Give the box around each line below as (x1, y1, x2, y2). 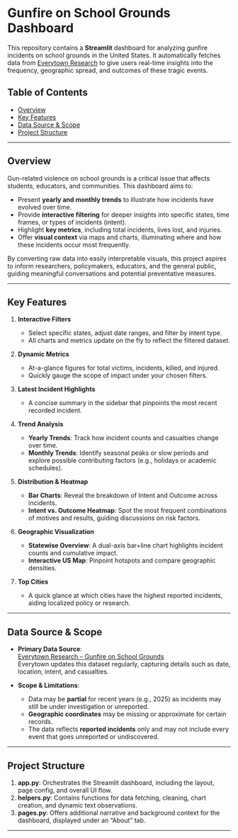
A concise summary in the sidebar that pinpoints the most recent (28, 399, 217, 407)
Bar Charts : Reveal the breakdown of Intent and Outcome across (28, 491, 218, 500)
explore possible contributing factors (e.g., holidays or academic (28, 456, 217, 465)
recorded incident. (28, 406, 83, 415)
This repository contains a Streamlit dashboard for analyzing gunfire (7, 43, 208, 52)
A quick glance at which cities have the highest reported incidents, (28, 591, 223, 600)
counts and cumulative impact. (28, 549, 118, 557)
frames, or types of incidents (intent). (17, 217, 127, 226)
